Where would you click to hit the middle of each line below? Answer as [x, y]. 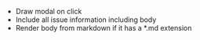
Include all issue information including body [86, 20]
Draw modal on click [49, 11]
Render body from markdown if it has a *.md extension [104, 28]
